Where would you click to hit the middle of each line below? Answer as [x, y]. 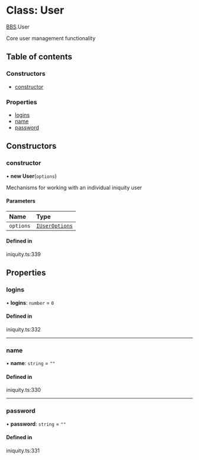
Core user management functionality [51, 38]
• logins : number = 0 [30, 302]
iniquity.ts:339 [24, 254]
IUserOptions [54, 226]
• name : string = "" [31, 363]
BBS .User [18, 27]
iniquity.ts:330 [24, 390]
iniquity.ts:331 [23, 451]
